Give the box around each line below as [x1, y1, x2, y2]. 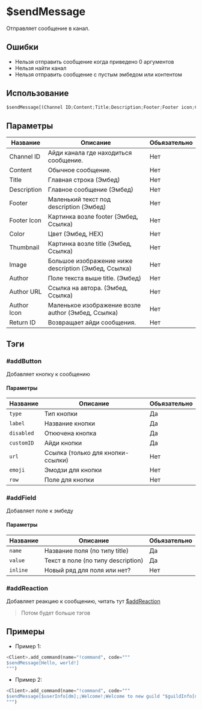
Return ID [9, 318, 36, 327]
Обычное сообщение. [47, 166, 112, 174]
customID [9, 440, 34, 446]
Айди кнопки [44, 439, 82, 448]
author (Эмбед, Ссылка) [47, 309, 118, 317]
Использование [6, 88, 69, 99]
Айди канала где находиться [47, 149, 132, 157]
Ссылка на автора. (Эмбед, [47, 284, 128, 293]
